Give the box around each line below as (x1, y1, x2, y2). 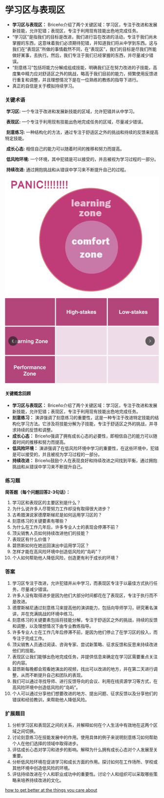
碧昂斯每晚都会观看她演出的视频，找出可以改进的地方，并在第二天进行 (12, 666, 154, 672)
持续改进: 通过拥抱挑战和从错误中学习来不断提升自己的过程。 (6, 167, 129, 173)
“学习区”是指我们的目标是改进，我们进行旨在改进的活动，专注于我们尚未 (12, 34, 158, 40)
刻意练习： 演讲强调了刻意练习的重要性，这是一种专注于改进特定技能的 (12, 414, 155, 420)
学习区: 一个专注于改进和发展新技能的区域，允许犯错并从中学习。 (6, 108, 138, 114)
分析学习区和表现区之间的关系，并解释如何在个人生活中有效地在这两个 (12, 722, 154, 728)
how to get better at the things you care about (5, 787, 98, 793)
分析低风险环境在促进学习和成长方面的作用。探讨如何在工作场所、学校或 (12, 759, 158, 765)
